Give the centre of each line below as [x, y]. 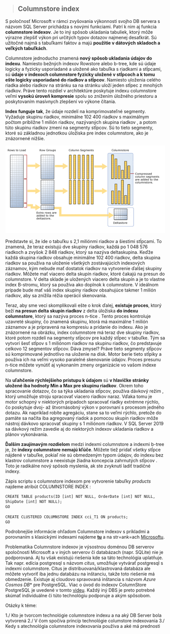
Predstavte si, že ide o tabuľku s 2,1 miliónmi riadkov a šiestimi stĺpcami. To [83, 242]
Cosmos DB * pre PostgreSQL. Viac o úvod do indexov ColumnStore [76, 585]
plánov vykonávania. [27, 434]
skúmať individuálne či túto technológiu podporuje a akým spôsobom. [78, 596]
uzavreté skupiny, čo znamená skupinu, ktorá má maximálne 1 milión [77, 322]
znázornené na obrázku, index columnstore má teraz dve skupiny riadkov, [82, 333]
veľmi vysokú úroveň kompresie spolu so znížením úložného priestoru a [81, 96]
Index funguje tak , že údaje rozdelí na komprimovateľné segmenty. [76, 111]
